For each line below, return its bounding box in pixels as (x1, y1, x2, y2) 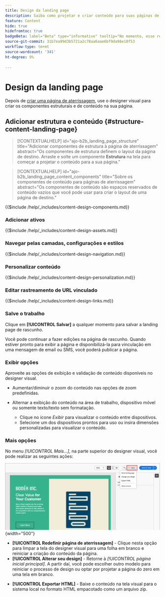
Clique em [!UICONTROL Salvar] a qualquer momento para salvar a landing (5, 321, 158, 327)
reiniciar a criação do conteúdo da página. (12, 551, 98, 557)
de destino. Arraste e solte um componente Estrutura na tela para (17, 154, 151, 160)
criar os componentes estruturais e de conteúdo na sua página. (5, 103, 134, 109)
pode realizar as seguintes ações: (5, 453, 74, 459)
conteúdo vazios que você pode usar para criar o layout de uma (17, 189, 147, 195)
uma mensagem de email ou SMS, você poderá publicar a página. (5, 347, 138, 353)
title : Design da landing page (5, 8, 69, 13)
